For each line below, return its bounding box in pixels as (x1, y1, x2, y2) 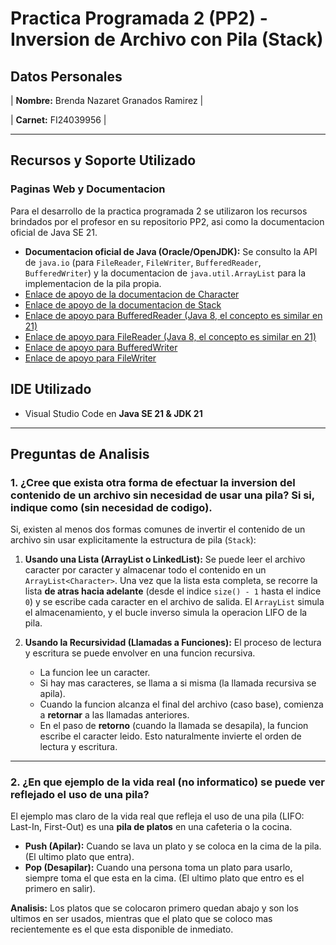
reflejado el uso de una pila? (10, 788, 150, 802)
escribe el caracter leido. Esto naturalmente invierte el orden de (39, 730, 302, 742)
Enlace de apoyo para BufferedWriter (24, 341, 178, 353)
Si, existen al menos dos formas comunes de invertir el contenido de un (10, 523, 306, 536)
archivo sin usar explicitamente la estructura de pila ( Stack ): (10, 534, 257, 546)
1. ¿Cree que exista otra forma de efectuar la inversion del (10, 475, 296, 489)
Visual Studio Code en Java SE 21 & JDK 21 (24, 407, 203, 419)
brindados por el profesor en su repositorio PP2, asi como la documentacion (10, 215, 325, 227)
